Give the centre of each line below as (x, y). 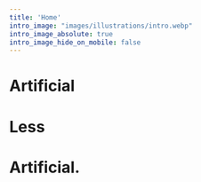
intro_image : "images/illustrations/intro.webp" (101, 26)
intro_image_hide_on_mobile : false (75, 42)
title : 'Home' (36, 17)
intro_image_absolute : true (61, 34)
